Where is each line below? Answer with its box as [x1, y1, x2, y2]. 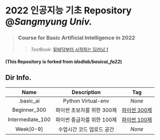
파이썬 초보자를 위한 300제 [55, 106, 117, 113]
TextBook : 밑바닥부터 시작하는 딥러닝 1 [30, 47, 108, 53]
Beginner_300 [12, 106, 47, 113]
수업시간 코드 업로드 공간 [58, 126, 115, 133]
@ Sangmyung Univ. [5, 16, 93, 28]
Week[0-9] [15, 125, 43, 132]
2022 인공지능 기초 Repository [5, 5, 132, 16]
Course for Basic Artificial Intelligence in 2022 [17, 34, 135, 42]
